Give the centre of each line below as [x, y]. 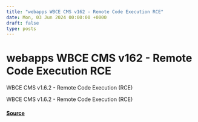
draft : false [23, 23]
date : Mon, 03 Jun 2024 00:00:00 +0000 [57, 17]
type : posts [21, 29]
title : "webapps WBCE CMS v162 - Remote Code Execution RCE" [85, 12]
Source [16, 113]
